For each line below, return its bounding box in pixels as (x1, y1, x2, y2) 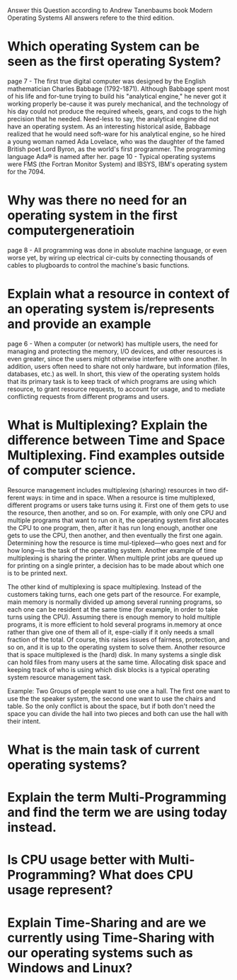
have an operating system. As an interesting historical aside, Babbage (7, 122, 211, 131)
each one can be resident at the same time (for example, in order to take (7, 605, 218, 613)
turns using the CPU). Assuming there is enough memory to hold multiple (7, 612, 221, 621)
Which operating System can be (7, 38, 200, 55)
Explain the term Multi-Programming (7, 789, 227, 805)
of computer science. (7, 463, 137, 478)
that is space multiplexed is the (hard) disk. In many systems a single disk (7, 650, 221, 659)
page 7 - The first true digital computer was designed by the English (7, 77, 207, 85)
